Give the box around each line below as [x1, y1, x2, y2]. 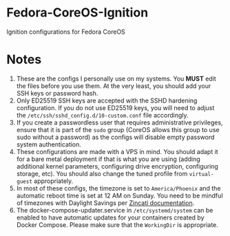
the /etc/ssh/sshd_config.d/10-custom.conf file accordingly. [16, 111, 189, 119]
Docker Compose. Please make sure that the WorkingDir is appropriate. [16, 220, 218, 228]
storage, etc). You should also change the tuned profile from [16, 169, 188, 178]
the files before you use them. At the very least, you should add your [16, 81, 211, 90]
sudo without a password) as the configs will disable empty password [16, 133, 215, 141]
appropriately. [33, 177, 74, 185]
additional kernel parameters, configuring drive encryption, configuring [16, 162, 218, 170]
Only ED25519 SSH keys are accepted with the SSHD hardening [16, 96, 198, 105]
